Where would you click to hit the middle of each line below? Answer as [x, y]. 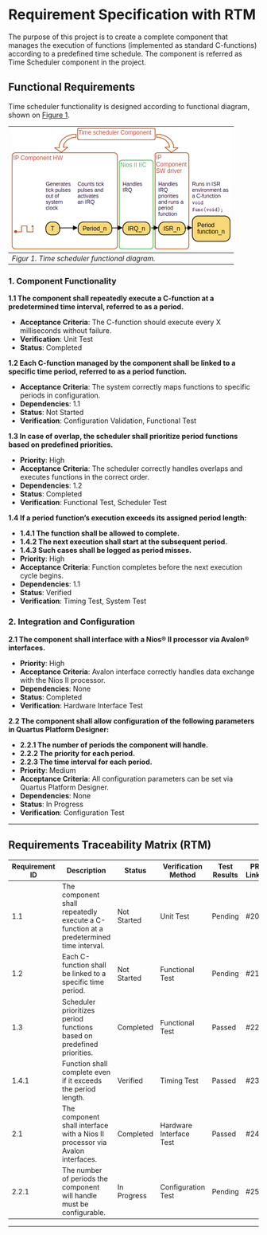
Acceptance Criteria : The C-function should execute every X [120, 322]
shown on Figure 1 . [39, 115]
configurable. [84, 1213]
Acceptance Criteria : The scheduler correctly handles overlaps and [131, 469]
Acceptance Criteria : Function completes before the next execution [131, 567]
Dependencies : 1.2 [51, 486]
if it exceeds [82, 1080]
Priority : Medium [48, 770]
